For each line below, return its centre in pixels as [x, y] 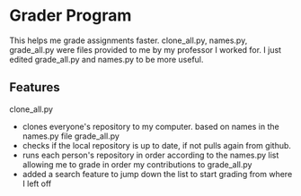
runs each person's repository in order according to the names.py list [150, 155]
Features [35, 87]
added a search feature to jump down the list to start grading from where [157, 174]
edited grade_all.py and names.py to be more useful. [106, 59]
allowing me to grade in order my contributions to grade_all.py [137, 164]
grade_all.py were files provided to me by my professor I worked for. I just [145, 49]
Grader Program [71, 16]
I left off [37, 183]
